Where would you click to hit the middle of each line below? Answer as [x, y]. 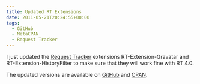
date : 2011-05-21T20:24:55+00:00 [48, 17]
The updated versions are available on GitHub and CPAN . [77, 75]
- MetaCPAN [25, 34]
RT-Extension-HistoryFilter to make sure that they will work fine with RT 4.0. [100, 63]
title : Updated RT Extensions [44, 12]
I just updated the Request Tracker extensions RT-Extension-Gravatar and [98, 57]
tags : [13, 23]
